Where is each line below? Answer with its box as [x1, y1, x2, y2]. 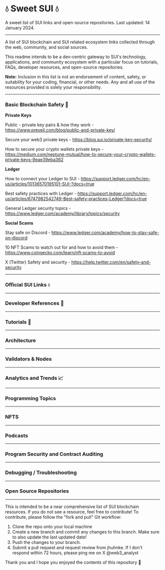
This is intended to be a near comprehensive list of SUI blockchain [5, 503, 139, 509]
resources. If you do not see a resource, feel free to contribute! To [5, 508, 139, 515]
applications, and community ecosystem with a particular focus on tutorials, [5, 59, 159, 65]
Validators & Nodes [5, 356, 52, 363]
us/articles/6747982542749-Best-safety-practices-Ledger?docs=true [5, 196, 147, 202]
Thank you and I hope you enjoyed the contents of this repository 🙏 [5, 559, 141, 565]
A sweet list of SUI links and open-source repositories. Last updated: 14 [5, 19, 150, 25]
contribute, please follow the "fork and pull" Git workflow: [5, 514, 122, 520]
